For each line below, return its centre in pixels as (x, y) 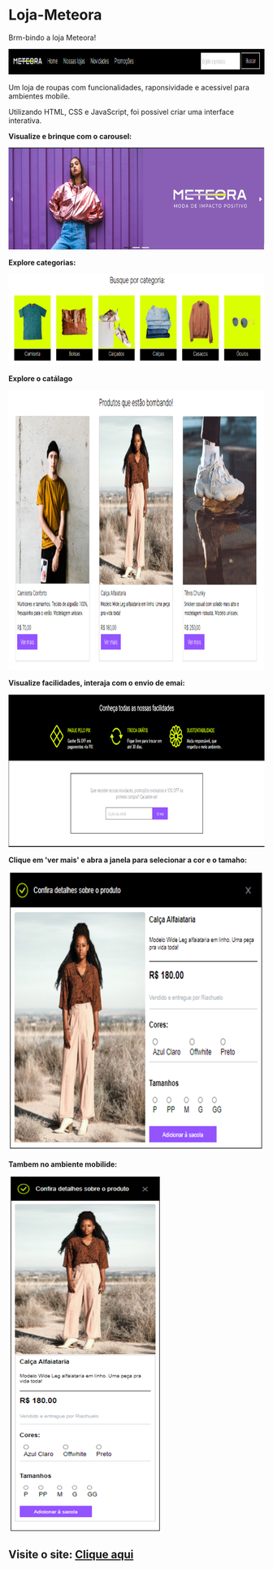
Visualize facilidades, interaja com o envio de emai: (97, 682)
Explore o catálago (41, 378)
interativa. (25, 121)
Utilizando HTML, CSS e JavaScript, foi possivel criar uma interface (121, 112)
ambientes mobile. (39, 96)
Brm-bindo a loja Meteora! (52, 37)
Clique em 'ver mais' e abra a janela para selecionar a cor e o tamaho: (128, 860)
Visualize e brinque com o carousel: (70, 136)
